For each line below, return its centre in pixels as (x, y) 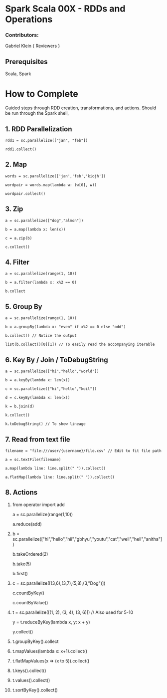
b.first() (20, 573)
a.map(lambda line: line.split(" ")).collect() (56, 468)
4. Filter (17, 262)
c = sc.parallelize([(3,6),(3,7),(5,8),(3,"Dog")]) (59, 583)
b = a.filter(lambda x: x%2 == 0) (41, 283)
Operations (29, 19)
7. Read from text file (38, 439)
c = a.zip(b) (19, 238)
